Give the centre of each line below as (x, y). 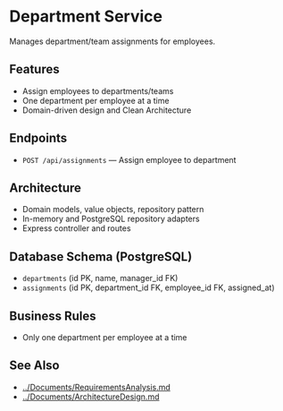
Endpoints (38, 138)
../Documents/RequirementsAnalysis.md (96, 387)
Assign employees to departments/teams (98, 90)
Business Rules (53, 316)
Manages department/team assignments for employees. (112, 41)
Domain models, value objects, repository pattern (113, 210)
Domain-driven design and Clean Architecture (107, 110)
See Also (34, 366)
